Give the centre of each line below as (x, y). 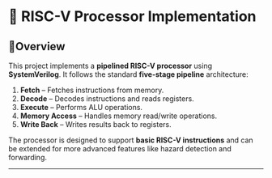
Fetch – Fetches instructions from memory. (92, 90)
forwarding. (28, 157)
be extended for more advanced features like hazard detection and (120, 148)
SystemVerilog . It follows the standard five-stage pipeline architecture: (128, 74)
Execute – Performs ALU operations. (81, 107)
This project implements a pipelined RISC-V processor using (110, 66)
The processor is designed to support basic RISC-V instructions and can (131, 140)
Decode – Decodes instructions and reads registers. (107, 99)
